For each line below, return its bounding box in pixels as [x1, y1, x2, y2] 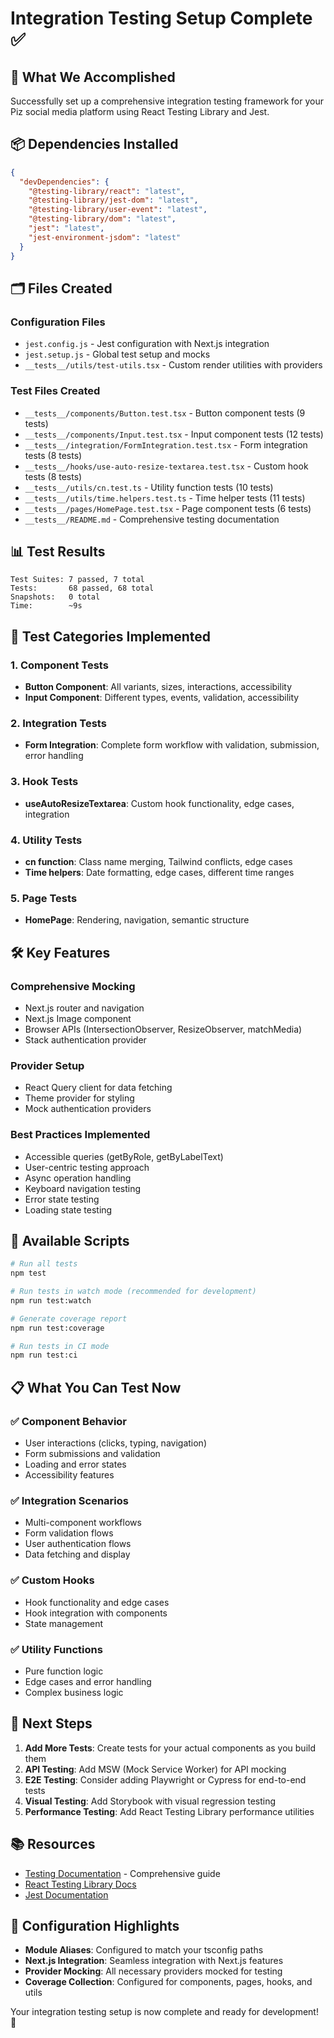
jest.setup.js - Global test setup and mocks [24, 348, 211, 361]
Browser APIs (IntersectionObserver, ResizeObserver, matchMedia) [24, 1023, 303, 1035]
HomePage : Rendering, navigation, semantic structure [24, 914, 250, 926]
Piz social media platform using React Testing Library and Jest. [10, 106, 270, 117]
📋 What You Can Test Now [10, 1379, 182, 1396]
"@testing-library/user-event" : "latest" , [28, 205, 208, 215]
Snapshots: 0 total [10, 592, 101, 602]
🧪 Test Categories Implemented [10, 628, 211, 645]
